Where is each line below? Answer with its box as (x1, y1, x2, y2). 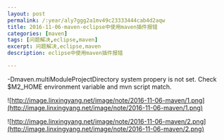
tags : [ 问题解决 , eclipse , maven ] (7, 37, 99, 44)
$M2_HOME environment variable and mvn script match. (7, 82, 172, 91)
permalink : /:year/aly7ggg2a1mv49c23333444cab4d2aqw (7, 17, 166, 24)
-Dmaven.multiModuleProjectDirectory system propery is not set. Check (7, 75, 217, 83)
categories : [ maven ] (7, 30, 68, 37)
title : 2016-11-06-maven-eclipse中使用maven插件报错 (7, 23, 158, 30)
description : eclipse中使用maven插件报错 (7, 50, 123, 57)
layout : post (7, 10, 46, 18)
